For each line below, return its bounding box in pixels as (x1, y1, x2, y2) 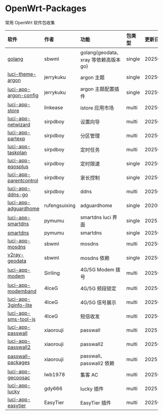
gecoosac (7, 374, 31, 381)
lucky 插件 (80, 385, 104, 392)
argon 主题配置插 (80, 86, 120, 92)
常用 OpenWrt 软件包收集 (5, 19, 55, 25)
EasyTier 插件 (80, 399, 112, 406)
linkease (44, 104, 63, 111)
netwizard (7, 121, 31, 128)
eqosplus (7, 163, 29, 170)
